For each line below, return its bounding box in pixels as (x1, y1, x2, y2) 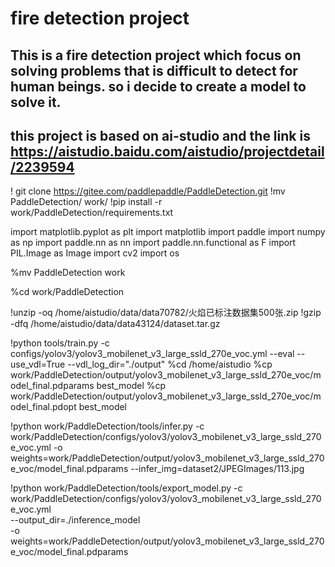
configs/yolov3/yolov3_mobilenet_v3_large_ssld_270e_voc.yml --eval (10, 348, 295, 360)
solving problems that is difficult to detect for (10, 62, 298, 79)
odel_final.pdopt (10, 401, 77, 413)
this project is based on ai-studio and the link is (10, 127, 311, 144)
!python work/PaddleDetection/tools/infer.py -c (10, 420, 205, 432)
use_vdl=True (10, 358, 66, 371)
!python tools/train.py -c (10, 337, 110, 349)
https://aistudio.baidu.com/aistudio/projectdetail (10, 143, 325, 160)
